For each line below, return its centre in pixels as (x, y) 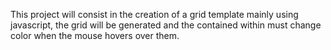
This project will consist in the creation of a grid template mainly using (154, 14)
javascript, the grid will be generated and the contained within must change (166, 25)
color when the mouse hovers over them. (95, 35)
